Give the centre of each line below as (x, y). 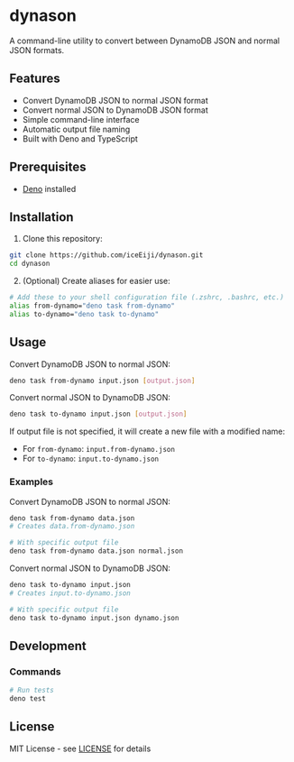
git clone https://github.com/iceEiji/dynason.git (106, 255)
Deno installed (49, 188)
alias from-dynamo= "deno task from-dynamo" (92, 306)
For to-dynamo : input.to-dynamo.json (91, 459)
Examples (32, 482)
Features (35, 79)
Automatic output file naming (76, 129)
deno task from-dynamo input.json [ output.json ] (102, 381)
